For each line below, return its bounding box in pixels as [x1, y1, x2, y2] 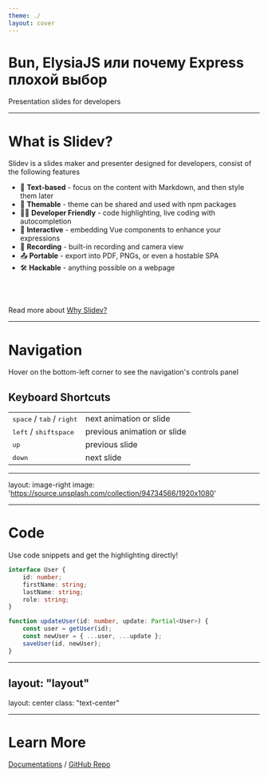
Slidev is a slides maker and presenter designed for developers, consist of [8, 159, 252, 168]
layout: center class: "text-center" [8, 698, 120, 708]
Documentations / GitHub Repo [8, 759, 111, 769]
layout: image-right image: [8, 480, 96, 490]
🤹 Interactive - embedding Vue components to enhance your [19, 225, 222, 235]
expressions [19, 233, 61, 244]
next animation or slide [85, 413, 171, 424]
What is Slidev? [8, 133, 113, 150]
